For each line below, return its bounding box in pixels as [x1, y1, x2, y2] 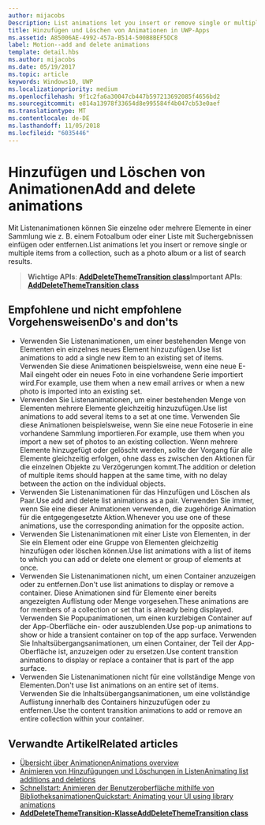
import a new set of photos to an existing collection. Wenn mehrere [19, 437, 238, 446]
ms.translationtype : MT [8, 107, 87, 115]
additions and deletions [19, 775, 96, 785]
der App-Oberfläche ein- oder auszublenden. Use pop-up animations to [19, 622, 252, 631]
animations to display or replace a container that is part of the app [19, 655, 234, 665]
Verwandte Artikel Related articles [8, 736, 179, 751]
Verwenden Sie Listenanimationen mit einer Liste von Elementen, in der [19, 529, 251, 539]
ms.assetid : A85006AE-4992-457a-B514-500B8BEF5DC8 [8, 33, 178, 42]
